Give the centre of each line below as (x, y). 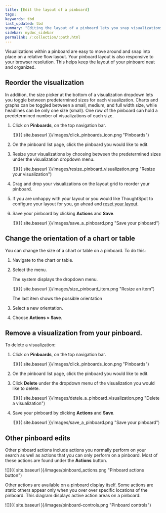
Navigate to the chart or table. (43, 260)
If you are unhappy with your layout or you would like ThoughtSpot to (83, 198)
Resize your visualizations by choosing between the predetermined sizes (86, 154)
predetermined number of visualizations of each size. (59, 116)
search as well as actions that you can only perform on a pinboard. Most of (82, 455)
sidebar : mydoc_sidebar (30, 33)
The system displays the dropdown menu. (55, 279)
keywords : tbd (20, 19)
